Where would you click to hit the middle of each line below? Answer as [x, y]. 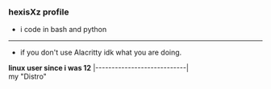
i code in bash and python [63, 30]
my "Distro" [27, 77]
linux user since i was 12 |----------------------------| [99, 68]
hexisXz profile [39, 12]
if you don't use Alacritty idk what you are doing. [101, 53]
